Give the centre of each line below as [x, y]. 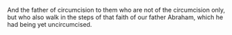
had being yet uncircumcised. [50, 24]
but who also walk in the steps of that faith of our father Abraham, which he [115, 17]
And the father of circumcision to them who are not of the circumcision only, [116, 10]
